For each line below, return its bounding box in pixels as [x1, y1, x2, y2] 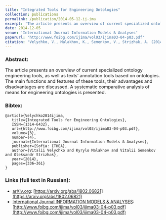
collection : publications [5, 12, 58, 17]
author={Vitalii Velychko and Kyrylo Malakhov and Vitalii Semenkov [11, 148, 156, 153]
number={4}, [11, 135, 37, 140]
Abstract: [5, 55, 29, 62]
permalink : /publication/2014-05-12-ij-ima [5, 16, 96, 21]
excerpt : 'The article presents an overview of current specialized [5, 21, 149, 26]
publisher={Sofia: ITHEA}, [11, 144, 68, 149]
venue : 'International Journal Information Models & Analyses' [5, 30, 138, 35]
